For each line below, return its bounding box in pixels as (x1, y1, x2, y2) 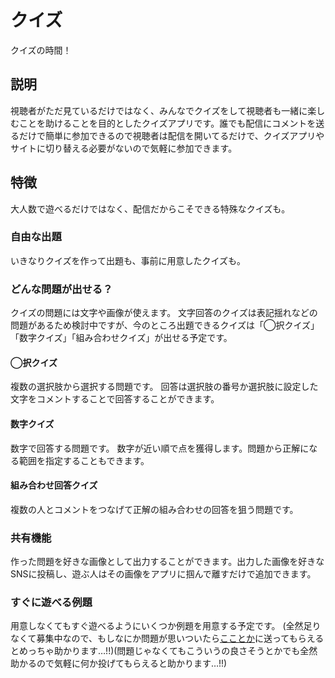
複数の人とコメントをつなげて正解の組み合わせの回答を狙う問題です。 (10, 503, 299, 515)
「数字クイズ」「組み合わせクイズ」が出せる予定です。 (10, 332, 233, 344)
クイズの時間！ (10, 44, 72, 56)
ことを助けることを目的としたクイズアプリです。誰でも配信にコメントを (18, 117, 317, 129)
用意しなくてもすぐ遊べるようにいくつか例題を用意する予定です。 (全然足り (10, 620, 322, 632)
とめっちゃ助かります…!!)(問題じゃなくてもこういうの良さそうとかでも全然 (10, 645, 318, 657)
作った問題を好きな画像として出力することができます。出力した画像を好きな (10, 556, 325, 568)
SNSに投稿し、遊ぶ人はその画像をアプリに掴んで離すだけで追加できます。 (10, 568, 317, 580)
